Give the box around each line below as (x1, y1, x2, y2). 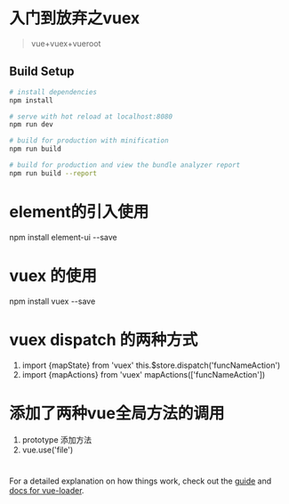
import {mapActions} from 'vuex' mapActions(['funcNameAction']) (21, 369, 266, 379)
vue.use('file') (21, 444, 74, 455)
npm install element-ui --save (9, 232, 117, 242)
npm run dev (9, 120, 53, 129)
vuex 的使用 (9, 265, 98, 286)
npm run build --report (9, 168, 98, 178)
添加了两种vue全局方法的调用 (9, 402, 225, 423)
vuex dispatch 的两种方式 (9, 329, 198, 350)
